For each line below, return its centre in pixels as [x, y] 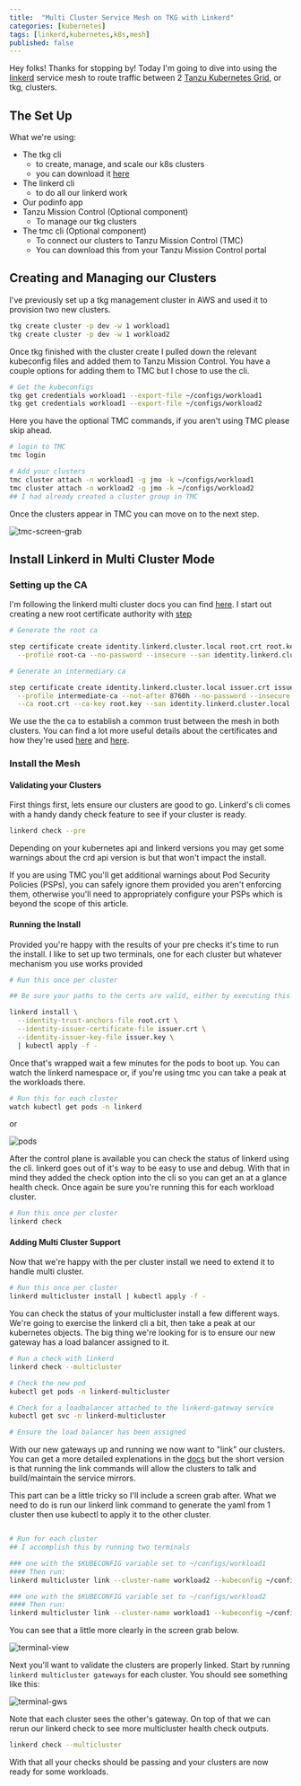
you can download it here [82, 174]
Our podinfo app [52, 202]
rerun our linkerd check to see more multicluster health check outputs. [139, 1729]
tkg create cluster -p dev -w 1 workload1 [90, 326]
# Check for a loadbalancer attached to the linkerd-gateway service [142, 1408]
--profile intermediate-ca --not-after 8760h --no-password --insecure [154, 696]
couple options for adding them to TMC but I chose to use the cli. [129, 370]
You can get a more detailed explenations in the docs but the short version [147, 1459]
